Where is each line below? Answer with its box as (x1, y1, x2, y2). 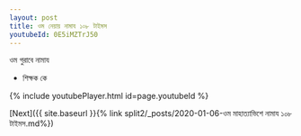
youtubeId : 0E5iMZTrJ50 (9, 30, 99, 39)
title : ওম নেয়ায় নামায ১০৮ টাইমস (9, 22, 108, 31)
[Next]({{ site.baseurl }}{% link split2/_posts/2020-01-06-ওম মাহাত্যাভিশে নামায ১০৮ (9, 108, 293, 119)
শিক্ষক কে (22, 73, 48, 84)
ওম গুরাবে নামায (9, 55, 49, 66)
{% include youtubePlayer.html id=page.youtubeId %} (9, 91, 209, 102)
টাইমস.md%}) (9, 118, 54, 129)
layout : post (9, 13, 58, 23)
